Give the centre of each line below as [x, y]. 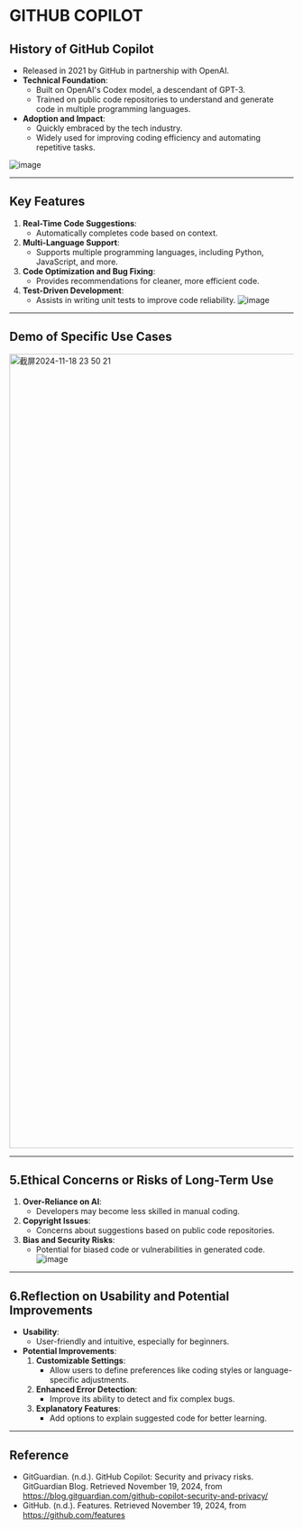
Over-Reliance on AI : [62, 1202]
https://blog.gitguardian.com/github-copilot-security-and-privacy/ [145, 1496]
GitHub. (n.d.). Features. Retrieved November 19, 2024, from [134, 1506]
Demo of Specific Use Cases [91, 337]
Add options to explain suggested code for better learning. [158, 1418]
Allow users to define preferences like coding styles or [151, 1370]
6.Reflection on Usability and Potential [119, 1296]
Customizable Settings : [81, 1361]
